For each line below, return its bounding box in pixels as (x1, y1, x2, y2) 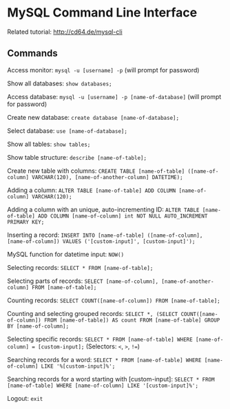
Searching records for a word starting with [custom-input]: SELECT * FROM (7, 375, 215, 383)
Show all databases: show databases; (7, 79, 112, 87)
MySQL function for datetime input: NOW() (7, 250, 125, 258)
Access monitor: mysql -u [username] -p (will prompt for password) (7, 65, 200, 74)
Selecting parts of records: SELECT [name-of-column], (7, 277, 159, 285)
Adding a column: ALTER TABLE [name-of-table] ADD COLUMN (7, 186, 176, 194)
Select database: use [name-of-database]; (7, 126, 127, 135)
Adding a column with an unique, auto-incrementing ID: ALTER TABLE (7, 205, 200, 213)
